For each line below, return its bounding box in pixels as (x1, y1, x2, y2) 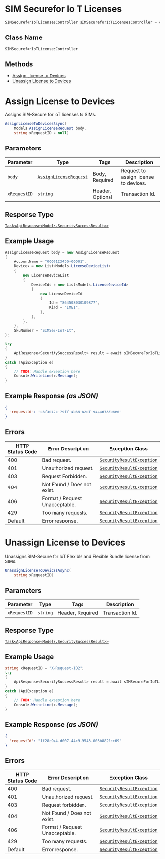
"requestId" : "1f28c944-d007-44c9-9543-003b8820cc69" (9, 738, 122, 743)
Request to (121, 167, 146, 174)
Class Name (5, 34, 43, 42)
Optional (92, 193, 112, 200)
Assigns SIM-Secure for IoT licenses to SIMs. (5, 112, 97, 118)
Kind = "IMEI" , (49, 305, 80, 310)
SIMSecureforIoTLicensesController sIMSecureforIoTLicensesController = (5, 20, 157, 25)
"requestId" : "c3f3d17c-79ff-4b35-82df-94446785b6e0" (9, 410, 122, 414)
